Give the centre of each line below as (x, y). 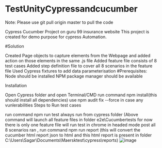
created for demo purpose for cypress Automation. (56, 37)
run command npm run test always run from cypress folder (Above (72, 114)
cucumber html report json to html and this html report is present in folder (78, 135)
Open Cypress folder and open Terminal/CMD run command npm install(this (81, 95)
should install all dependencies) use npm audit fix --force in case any (74, 100)
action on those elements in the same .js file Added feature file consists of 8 (81, 60)
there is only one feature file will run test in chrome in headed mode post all (81, 125)
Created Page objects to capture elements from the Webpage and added (78, 55)
